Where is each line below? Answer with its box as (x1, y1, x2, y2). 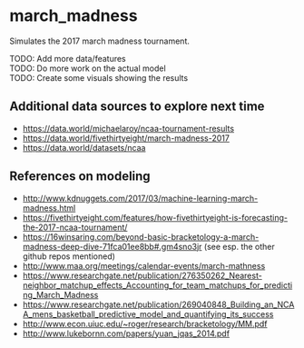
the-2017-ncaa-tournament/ (22, 222, 128, 233)
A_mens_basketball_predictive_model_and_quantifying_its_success (22, 308, 274, 319)
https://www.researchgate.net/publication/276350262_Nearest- (22, 270, 263, 281)
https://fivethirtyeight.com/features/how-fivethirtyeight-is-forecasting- (22, 212, 289, 223)
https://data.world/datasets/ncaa (22, 142, 146, 153)
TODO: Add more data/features (9, 53, 127, 64)
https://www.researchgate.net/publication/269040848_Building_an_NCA (22, 299, 295, 310)
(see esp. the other (203, 241, 275, 252)
